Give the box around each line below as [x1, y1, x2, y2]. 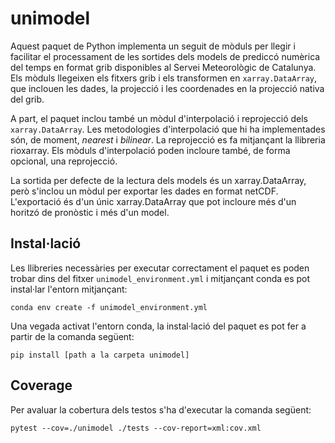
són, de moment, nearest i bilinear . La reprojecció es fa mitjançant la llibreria [10, 133, 326, 146]
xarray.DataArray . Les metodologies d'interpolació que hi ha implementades [10, 123, 326, 135]
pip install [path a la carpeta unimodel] [10, 350, 190, 360]
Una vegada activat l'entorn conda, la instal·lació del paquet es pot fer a [10, 320, 307, 332]
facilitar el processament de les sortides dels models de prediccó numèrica [10, 50, 321, 62]
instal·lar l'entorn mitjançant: [10, 283, 128, 295]
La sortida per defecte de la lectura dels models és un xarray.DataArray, [10, 174, 307, 186]
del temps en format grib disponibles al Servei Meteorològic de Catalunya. [10, 61, 317, 73]
